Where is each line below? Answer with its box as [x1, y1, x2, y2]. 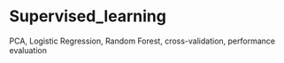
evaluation [9, 44, 47, 55]
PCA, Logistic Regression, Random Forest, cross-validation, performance [9, 35, 276, 46]
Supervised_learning [9, 6, 166, 27]
